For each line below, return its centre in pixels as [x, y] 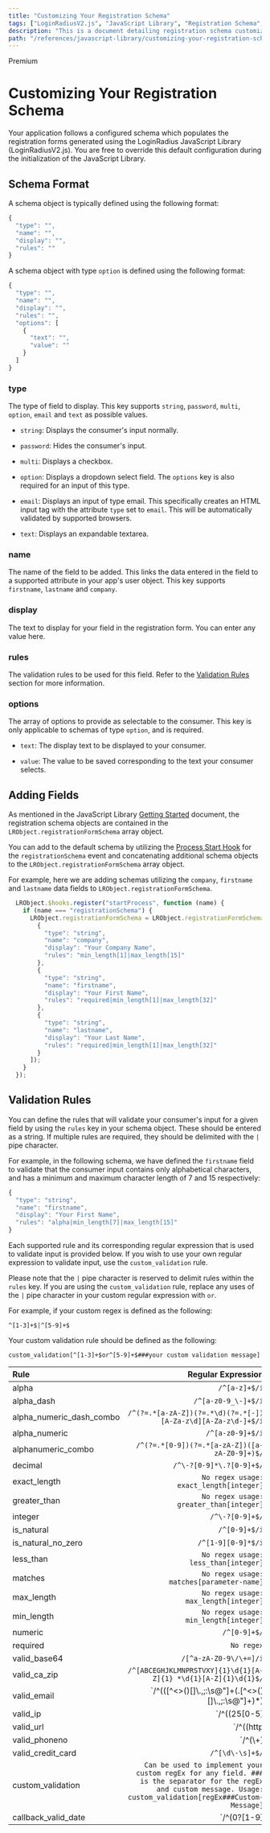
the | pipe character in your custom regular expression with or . [112, 1295]
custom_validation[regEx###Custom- [195, 1798]
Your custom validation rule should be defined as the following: [112, 1341]
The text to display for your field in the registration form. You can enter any [132, 628]
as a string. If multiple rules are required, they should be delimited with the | [134, 1136]
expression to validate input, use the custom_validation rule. [108, 1263]
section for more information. [57, 683]
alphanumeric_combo [53, 1449]
